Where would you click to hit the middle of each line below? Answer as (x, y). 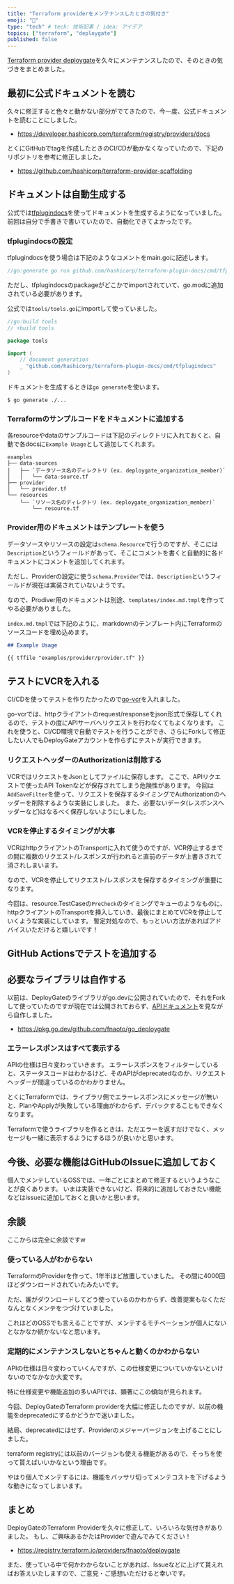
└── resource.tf (56, 509)
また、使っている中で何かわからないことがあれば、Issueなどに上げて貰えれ (116, 1564)
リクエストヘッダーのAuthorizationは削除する (85, 760)
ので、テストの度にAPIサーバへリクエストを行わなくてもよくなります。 (115, 723)
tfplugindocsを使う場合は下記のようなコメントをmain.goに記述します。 (110, 258)
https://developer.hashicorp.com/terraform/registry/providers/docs (114, 134)
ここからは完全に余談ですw (46, 1239)
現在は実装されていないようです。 (80, 585)
